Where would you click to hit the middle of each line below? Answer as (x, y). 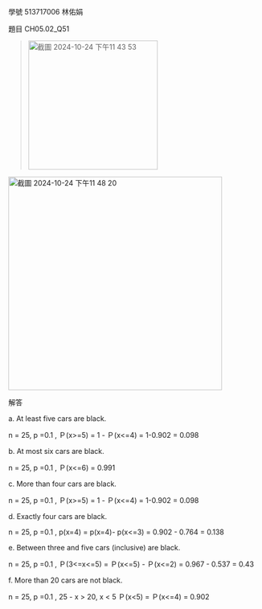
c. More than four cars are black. (62, 484)
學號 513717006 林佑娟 (46, 12)
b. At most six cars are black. (56, 451)
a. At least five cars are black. (57, 419)
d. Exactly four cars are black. (58, 516)
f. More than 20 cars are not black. (65, 580)
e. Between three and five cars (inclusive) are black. (94, 548)
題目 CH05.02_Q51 (39, 29)
